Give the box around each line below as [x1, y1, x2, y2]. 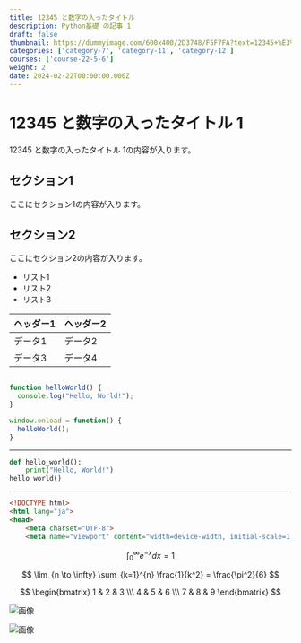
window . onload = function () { [9, 416, 123, 425]
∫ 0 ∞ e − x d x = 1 [125, 548, 176, 563]
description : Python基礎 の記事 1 [9, 22, 132, 30]
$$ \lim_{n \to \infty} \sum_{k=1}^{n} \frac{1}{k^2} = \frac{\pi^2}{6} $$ [21, 569, 279, 580]
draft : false [9, 30, 58, 39]
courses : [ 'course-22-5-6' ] [9, 55, 115, 64]
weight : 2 [9, 64, 47, 73]
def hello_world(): [9, 457, 82, 466]
